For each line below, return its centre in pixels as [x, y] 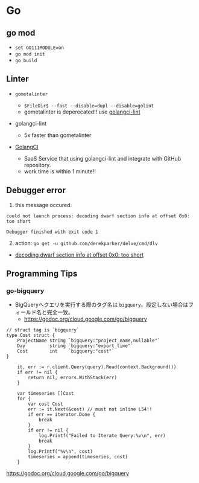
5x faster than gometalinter [58, 135]
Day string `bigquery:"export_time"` [75, 346]
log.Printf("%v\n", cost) [61, 452]
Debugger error [36, 190]
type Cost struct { [31, 336]
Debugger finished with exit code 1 [52, 232]
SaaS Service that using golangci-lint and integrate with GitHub [103, 158]
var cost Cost [46, 404]
